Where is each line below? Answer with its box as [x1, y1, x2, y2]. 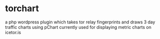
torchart [5, 3, 39, 14]
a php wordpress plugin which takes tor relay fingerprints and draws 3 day [5, 19, 156, 25]
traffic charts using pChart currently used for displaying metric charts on [5, 24, 152, 30]
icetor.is [5, 29, 21, 35]
